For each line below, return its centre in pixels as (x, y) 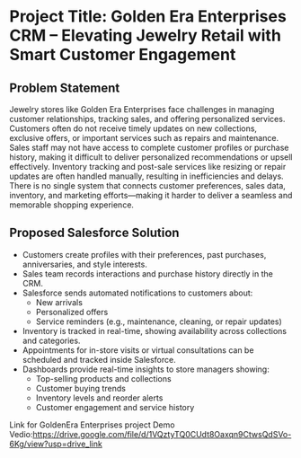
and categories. (51, 340)
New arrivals (59, 302)
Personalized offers (72, 312)
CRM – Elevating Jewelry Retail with (145, 35)
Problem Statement (65, 88)
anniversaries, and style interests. (85, 264)
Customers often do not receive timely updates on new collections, (133, 128)
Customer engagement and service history (115, 407)
